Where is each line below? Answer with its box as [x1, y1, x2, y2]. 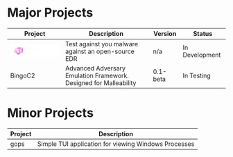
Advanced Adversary [64, 64, 126, 72]
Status [193, 30, 213, 38]
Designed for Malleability [64, 78, 137, 87]
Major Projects [7, 5, 94, 21]
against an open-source [64, 47, 135, 55]
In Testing [182, 71, 212, 80]
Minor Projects [7, 105, 94, 120]
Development [182, 50, 221, 59]
